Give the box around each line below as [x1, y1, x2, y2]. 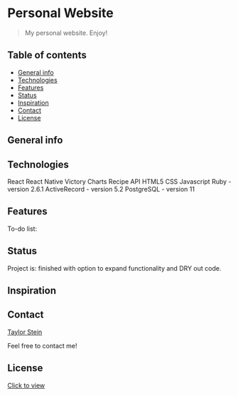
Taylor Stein [7, 328, 43, 336]
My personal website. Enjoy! [24, 28, 108, 37]
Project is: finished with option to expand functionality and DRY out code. [7, 264, 222, 272]
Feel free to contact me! [7, 341, 77, 350]
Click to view [7, 381, 45, 390]
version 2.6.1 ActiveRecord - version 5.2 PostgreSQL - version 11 [7, 184, 195, 193]
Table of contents [7, 49, 87, 61]
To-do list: [7, 224, 38, 233]
